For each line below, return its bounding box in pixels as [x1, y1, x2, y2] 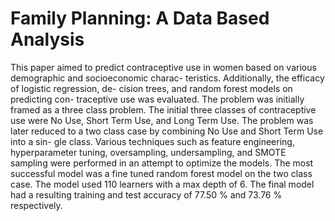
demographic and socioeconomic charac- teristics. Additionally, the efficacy [10, 72, 325, 84]
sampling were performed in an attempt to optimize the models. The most [10, 157, 314, 169]
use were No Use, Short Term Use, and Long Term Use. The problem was [10, 114, 314, 126]
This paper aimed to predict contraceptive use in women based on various [10, 61, 317, 73]
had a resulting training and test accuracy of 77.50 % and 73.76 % [10, 188, 283, 201]
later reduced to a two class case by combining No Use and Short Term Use [10, 125, 324, 137]
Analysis [10, 28, 85, 51]
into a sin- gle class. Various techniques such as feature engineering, [10, 135, 295, 147]
